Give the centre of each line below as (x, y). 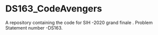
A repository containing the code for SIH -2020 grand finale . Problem (79, 22)
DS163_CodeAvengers (54, 9)
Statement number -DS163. (34, 27)
